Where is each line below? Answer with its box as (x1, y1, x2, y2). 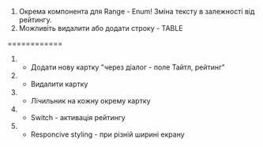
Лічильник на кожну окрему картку (30, 96, 151, 105)
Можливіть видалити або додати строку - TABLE (18, 24, 183, 32)
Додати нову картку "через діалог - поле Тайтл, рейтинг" (30, 62, 226, 72)
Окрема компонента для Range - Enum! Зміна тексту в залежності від (18, 7, 255, 16)
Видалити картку (30, 79, 88, 89)
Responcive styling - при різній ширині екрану (30, 130, 185, 139)
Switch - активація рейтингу (30, 113, 126, 122)
